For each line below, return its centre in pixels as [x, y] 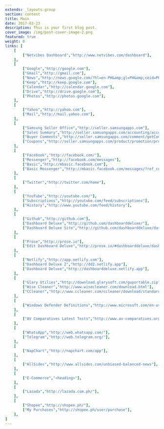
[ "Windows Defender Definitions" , [58, 305]
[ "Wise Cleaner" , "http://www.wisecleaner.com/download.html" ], [88, 287]
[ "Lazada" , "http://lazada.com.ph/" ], [61, 392]
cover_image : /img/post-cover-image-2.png [49, 32]
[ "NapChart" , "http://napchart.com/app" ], [65, 351]
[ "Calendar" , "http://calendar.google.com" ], [69, 87]
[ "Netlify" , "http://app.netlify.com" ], [63, 260]
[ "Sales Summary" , [41, 133]
